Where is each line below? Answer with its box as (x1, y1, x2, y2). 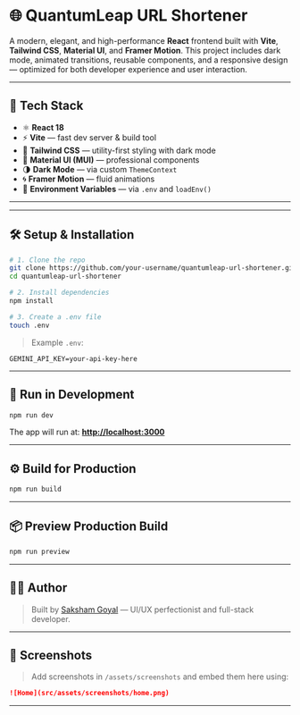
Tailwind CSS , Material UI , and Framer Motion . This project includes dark (9, 45, 281, 55)
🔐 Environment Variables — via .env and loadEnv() (21, 183, 212, 194)
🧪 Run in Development (9, 387, 135, 402)
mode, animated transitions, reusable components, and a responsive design (9, 55, 288, 65)
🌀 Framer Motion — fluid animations (21, 173, 155, 184)
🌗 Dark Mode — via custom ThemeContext (21, 164, 178, 174)
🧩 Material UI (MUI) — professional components (21, 154, 200, 165)
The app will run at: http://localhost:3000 (9, 426, 165, 438)
